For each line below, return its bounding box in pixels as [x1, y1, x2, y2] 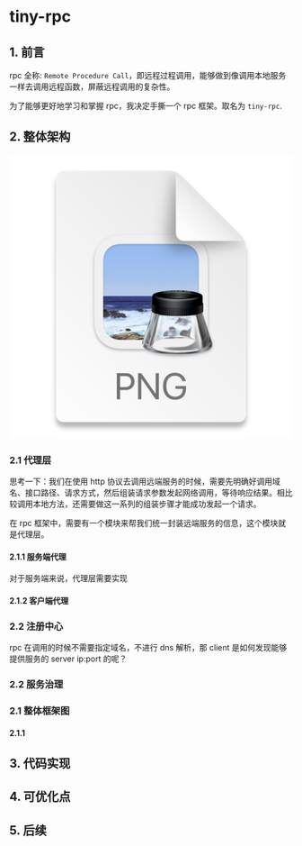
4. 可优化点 [9, 789, 71, 805]
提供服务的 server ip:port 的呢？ [9, 653, 128, 664]
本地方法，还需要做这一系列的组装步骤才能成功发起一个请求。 [32, 498, 262, 510]
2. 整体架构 [9, 129, 71, 145]
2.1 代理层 [9, 453, 52, 466]
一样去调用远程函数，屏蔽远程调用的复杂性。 [9, 81, 175, 92]
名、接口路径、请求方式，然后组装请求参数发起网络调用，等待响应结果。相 [9, 487, 285, 498]
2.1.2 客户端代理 [9, 595, 69, 605]
